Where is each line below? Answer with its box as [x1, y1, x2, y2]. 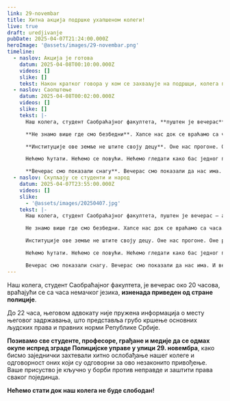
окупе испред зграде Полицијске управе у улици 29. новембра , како [7, 343, 215, 352]
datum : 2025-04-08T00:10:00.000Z [19, 61, 115, 68]
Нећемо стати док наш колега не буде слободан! [7, 386, 155, 394]
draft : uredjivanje [7, 29, 63, 36]
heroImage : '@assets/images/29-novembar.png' [7, 42, 139, 49]
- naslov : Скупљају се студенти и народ [13, 174, 130, 182]
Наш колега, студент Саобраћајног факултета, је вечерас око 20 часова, [7, 280, 220, 289]
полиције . [7, 295, 37, 304]
